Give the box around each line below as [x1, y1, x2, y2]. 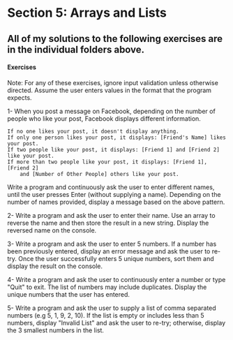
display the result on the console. [7, 262, 103, 270]
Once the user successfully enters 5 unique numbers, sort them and [18, 254, 214, 263]
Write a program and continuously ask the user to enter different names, [7, 183, 215, 191]
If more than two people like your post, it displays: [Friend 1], [7, 158, 208, 165]
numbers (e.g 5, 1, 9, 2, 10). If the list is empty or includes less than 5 [7, 311, 204, 319]
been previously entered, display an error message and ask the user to [7, 246, 211, 256]
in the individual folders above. [7, 43, 145, 55]
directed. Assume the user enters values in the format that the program [7, 86, 211, 94]
